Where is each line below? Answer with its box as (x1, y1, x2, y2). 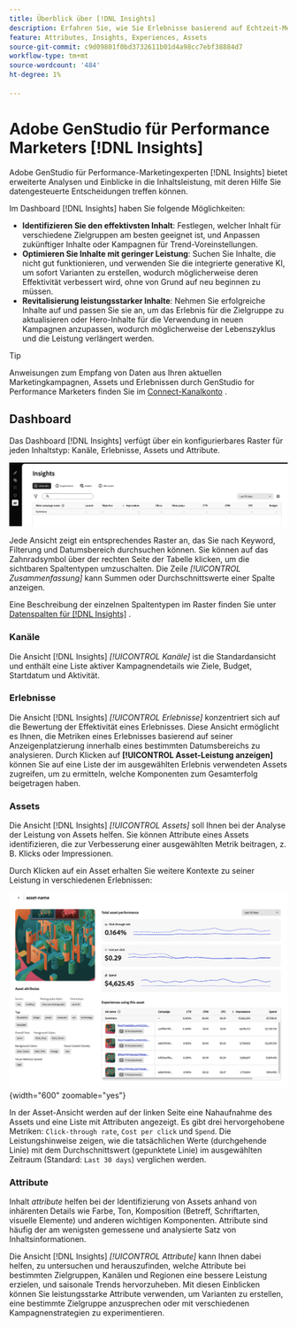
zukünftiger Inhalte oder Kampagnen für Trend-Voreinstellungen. (21, 239, 258, 250)
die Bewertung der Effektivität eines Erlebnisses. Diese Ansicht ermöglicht (9, 721, 279, 732)
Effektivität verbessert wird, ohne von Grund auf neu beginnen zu (21, 276, 261, 287)
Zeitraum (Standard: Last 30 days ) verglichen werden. (9, 1154, 207, 1165)
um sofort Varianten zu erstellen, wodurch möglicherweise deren (21, 266, 259, 278)
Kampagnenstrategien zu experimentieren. (9, 1308, 165, 1318)
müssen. (21, 286, 54, 297)
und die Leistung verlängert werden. (21, 333, 155, 343)
